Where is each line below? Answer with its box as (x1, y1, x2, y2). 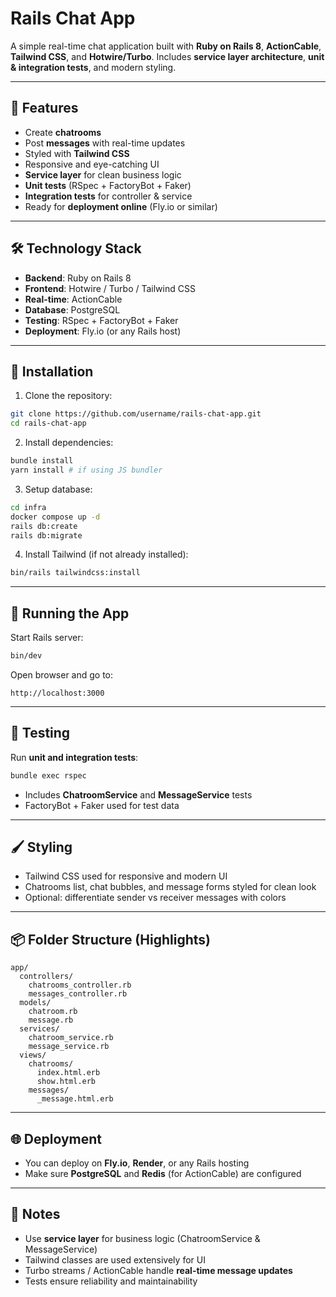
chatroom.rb (28, 1007, 78, 1017)
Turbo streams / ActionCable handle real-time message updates (24, 1264, 293, 1276)
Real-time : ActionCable (24, 293, 123, 305)
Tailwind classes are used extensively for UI (24, 1253, 206, 1266)
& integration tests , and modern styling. (10, 61, 177, 73)
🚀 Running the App (10, 605, 130, 622)
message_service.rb (28, 1042, 110, 1052)
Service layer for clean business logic (24, 168, 182, 181)
